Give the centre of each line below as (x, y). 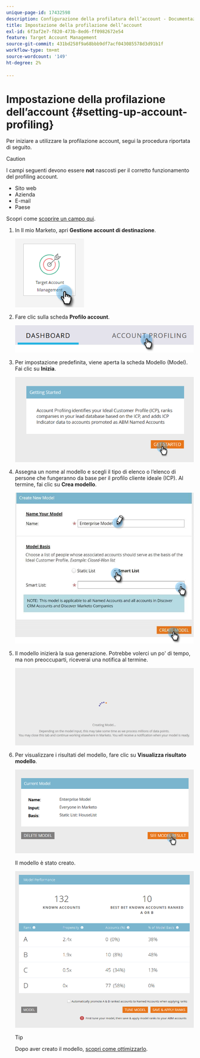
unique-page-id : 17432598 (38, 13)
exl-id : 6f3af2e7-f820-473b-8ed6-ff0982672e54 (65, 32)
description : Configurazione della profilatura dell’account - (86, 19)
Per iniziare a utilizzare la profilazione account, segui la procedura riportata (98, 141)
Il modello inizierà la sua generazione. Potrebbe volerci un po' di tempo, (103, 653)
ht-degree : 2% (24, 63)
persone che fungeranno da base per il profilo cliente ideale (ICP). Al (99, 478)
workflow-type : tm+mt (33, 51)
